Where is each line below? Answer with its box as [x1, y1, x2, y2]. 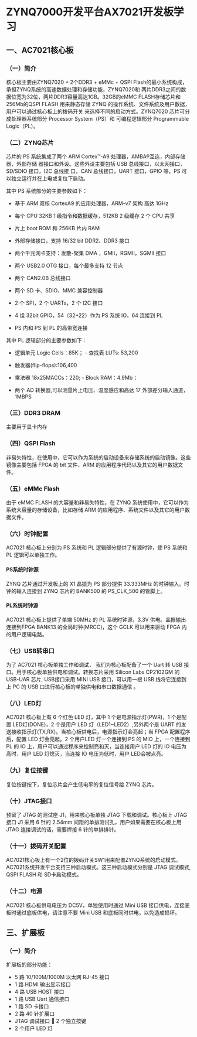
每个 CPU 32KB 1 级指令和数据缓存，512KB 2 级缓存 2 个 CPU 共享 [14, 212, 175, 220]
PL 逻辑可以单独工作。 [6, 551, 60, 558]
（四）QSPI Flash [6, 439, 56, 448]
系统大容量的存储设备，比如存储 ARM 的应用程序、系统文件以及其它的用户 [6, 506, 185, 513]
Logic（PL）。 [6, 122, 39, 129]
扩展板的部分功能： [6, 961, 53, 968]
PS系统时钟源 [6, 566, 39, 573]
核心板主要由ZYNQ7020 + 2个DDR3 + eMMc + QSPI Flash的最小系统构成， [6, 79, 188, 86]
